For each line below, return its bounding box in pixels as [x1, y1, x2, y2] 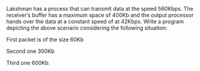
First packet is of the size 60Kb [6, 36, 84, 43]
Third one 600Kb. [6, 60, 50, 66]
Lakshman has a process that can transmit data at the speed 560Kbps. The [6, 5, 193, 12]
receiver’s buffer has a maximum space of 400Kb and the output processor [6, 11, 194, 19]
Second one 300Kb [6, 48, 55, 55]
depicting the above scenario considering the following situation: [6, 24, 168, 31]
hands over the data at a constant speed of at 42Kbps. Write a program [6, 18, 184, 25]
